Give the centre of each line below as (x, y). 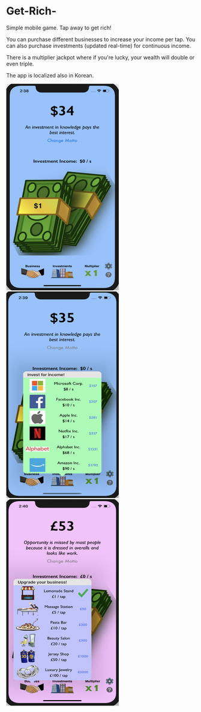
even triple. (20, 64)
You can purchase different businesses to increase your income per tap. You (101, 39)
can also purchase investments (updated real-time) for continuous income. (99, 46)
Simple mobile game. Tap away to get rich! (59, 28)
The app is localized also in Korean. (50, 75)
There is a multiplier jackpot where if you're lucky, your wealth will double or (100, 57)
